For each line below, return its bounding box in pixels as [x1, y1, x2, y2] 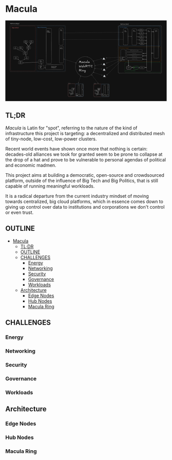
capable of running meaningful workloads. [5, 183, 95, 189]
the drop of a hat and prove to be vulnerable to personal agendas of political [5, 156, 166, 162]
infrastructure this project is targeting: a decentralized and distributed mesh [5, 130, 165, 136]
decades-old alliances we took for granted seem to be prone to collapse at [5, 151, 163, 157]
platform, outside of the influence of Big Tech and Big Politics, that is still [5, 177, 159, 183]
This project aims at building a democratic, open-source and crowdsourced [5, 172, 165, 178]
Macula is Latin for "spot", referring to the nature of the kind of [5, 124, 138, 131]
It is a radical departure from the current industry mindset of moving [5, 193, 149, 199]
